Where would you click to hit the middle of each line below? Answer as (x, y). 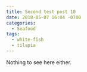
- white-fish (28, 40)
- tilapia (24, 46)
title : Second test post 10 (41, 12)
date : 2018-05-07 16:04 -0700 (44, 17)
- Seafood (24, 28)
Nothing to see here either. (39, 62)
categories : (21, 23)
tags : (13, 34)
